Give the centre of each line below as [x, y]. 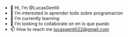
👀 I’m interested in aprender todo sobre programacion [67, 13]
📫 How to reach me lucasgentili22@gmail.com [59, 29]
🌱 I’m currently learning [35, 18]
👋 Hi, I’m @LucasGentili [35, 8]
